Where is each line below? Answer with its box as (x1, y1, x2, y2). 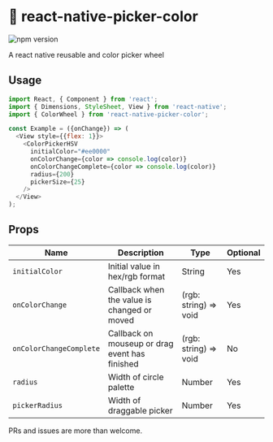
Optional (226, 247, 261, 258)
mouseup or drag (107, 337, 174, 349)
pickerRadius (12, 401, 63, 409)
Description (117, 247, 164, 258)
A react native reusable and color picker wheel (8, 50, 165, 59)
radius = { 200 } (29, 170, 75, 178)
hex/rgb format (107, 271, 166, 282)
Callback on (107, 327, 154, 339)
